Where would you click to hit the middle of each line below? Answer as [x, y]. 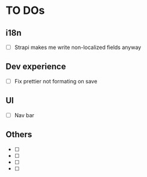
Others [19, 134]
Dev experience [36, 67]
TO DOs [25, 11]
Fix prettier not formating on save [56, 81]
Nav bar [24, 115]
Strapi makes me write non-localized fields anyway [78, 47]
